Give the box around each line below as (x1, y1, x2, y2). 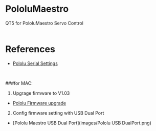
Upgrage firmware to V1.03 (12, 90, 70, 96)
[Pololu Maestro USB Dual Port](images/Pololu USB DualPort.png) (12, 120, 152, 126)
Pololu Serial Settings (12, 60, 58, 67)
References (5, 43, 55, 55)
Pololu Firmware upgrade (12, 100, 66, 106)
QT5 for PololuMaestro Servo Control (5, 20, 83, 26)
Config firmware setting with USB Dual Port (12, 110, 104, 116)
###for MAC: (5, 80, 33, 86)
